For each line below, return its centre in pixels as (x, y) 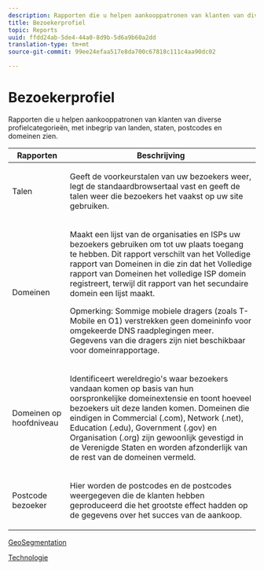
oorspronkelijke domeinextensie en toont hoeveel (160, 398)
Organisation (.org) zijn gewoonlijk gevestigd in (156, 437)
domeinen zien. (33, 136)
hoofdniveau (35, 422)
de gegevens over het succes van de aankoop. (156, 515)
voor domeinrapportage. (114, 350)
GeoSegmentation (37, 542)
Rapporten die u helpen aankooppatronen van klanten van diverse (115, 119)
